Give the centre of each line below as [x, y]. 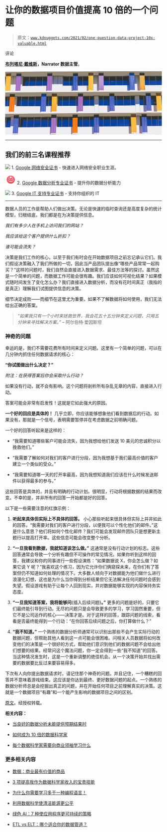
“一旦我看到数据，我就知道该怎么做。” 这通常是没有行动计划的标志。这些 [86, 548]
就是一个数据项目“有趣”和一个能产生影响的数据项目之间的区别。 [70, 692]
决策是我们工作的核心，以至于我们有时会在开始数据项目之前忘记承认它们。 [81, 257]
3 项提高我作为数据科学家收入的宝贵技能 [54, 782]
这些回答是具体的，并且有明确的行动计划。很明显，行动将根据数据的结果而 [81, 491]
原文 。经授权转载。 [25, 703]
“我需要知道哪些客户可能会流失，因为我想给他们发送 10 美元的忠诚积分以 [86, 441]
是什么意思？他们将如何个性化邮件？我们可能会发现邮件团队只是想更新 [84, 531]
